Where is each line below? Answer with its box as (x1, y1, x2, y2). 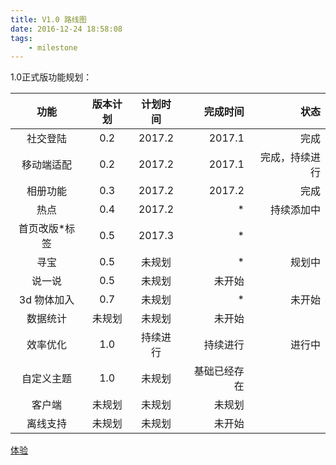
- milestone (28, 42, 78, 53)
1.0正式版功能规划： (10, 71, 93, 83)
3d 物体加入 (18, 293, 75, 307)
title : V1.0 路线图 (10, 14, 87, 25)
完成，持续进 (259, 151, 321, 165)
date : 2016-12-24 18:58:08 (10, 24, 123, 34)
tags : (10, 33, 33, 43)
